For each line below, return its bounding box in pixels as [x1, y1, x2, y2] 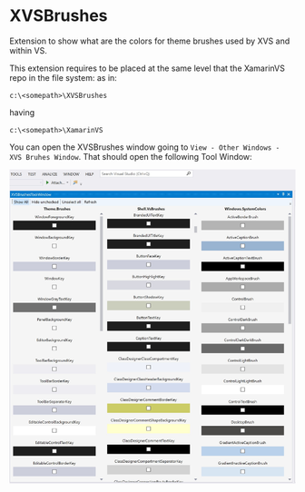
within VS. [9, 44, 47, 55]
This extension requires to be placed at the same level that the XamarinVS [9, 63, 286, 74]
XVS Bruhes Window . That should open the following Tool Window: [9, 151, 252, 162]
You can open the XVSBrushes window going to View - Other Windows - [9, 142, 280, 153]
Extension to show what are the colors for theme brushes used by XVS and [9, 35, 290, 46]
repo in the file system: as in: [9, 72, 118, 83]
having [9, 106, 35, 118]
